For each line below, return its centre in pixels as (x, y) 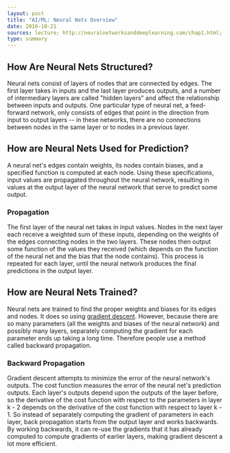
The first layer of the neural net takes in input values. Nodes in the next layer (115, 227)
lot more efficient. (32, 444)
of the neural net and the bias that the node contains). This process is (105, 256)
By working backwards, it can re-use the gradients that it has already (105, 429)
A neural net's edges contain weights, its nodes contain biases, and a (105, 165)
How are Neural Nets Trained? (72, 292)
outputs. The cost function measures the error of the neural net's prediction (114, 386)
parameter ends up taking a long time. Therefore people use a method (106, 338)
